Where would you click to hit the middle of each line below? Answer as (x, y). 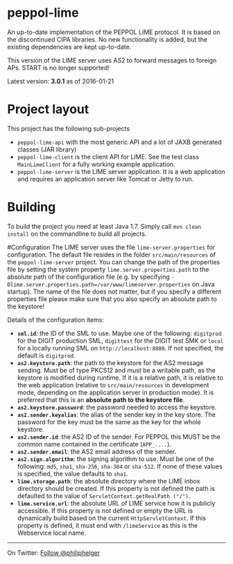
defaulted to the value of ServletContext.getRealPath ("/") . (104, 496)
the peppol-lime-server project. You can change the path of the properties (114, 261)
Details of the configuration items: (55, 320)
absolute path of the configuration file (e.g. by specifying (88, 277)
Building (32, 207)
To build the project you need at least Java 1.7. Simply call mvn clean (104, 226)
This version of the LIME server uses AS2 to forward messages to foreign (112, 60)
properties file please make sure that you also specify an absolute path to (112, 299)
